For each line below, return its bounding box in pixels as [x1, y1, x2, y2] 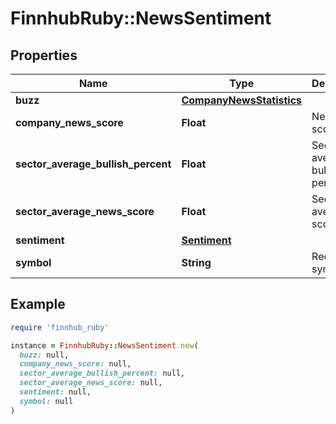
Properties [10, 47, 78, 64]
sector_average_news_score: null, [19, 378, 163, 388]
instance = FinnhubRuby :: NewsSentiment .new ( [10, 340, 199, 351]
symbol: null [19, 396, 74, 406]
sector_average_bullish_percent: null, [19, 368, 186, 379]
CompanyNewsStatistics [181, 93, 303, 107]
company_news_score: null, [19, 359, 132, 369]
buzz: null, [19, 350, 70, 360]
